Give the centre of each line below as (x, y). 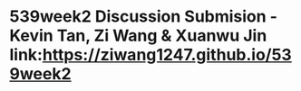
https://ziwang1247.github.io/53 (167, 55)
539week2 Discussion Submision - (144, 17)
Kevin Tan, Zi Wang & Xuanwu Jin (138, 36)
